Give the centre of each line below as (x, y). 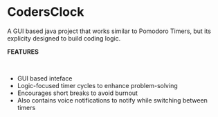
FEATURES (23, 52)
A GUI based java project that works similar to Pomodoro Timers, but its (109, 31)
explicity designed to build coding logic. (64, 38)
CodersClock (46, 12)
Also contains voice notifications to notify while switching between (112, 100)
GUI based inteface (45, 78)
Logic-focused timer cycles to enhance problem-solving (97, 85)
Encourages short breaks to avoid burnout (78, 93)
